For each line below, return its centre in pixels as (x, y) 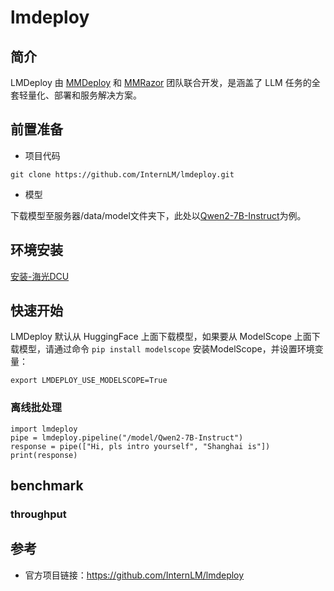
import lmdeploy (44, 429)
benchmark (47, 486)
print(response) (44, 455)
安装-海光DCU (40, 276)
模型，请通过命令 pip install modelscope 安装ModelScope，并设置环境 (166, 349)
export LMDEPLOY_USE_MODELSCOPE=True (89, 381)
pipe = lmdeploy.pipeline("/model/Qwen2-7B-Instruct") (127, 437)
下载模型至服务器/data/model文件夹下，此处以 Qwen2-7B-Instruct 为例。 (158, 215)
